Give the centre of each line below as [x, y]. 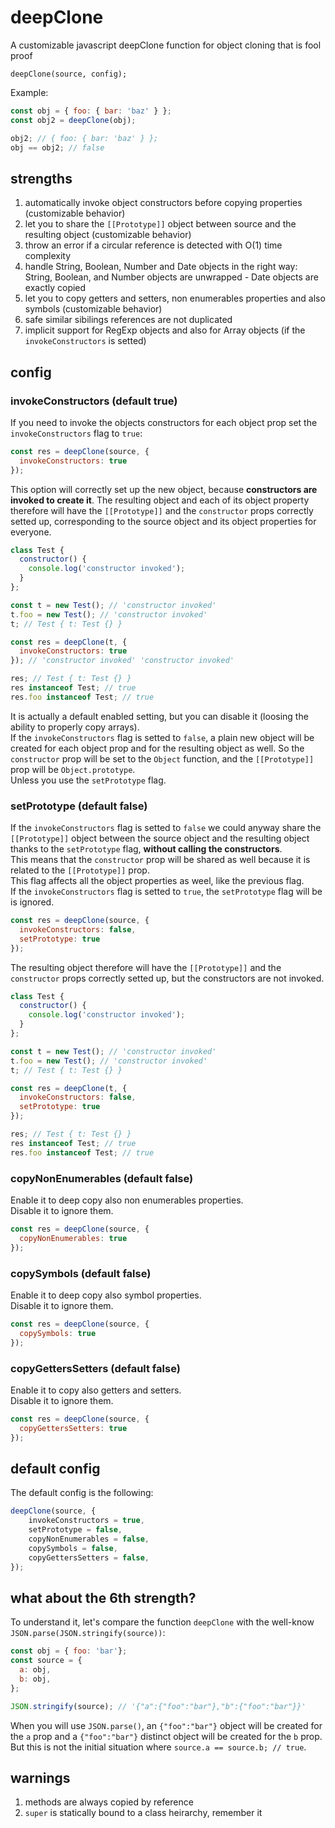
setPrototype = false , [75, 1530]
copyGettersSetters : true [73, 1428]
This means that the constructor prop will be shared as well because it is [160, 860]
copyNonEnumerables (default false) [102, 1178]
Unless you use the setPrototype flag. [88, 780]
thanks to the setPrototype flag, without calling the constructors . [146, 849]
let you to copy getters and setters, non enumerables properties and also [175, 298]
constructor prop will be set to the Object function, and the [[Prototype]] [162, 758]
